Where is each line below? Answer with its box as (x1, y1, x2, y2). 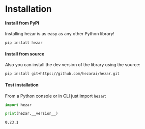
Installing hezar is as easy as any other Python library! (5, 31, 115, 37)
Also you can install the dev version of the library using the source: (5, 62, 141, 68)
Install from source (5, 51, 45, 57)
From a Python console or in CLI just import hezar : (5, 93, 107, 99)
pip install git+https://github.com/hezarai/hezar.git (5, 71, 120, 77)
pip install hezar (5, 40, 43, 45)
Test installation (5, 82, 39, 88)
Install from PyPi (5, 20, 39, 26)
